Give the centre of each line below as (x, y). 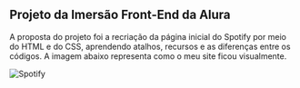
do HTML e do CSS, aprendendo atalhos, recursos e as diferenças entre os (150, 46)
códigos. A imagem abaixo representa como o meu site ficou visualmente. (148, 56)
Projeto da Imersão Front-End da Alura (120, 15)
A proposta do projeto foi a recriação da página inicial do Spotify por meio (148, 36)
